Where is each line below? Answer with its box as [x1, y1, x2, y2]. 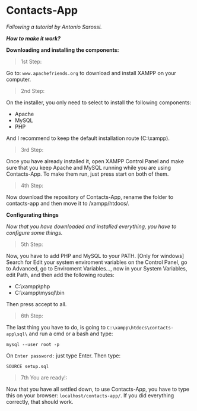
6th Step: [20, 312, 43, 319]
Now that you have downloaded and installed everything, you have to [6, 223, 177, 230]
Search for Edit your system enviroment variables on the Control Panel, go [6, 259, 188, 266]
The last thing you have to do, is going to [6, 323, 106, 331]
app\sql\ [6, 331, 28, 337]
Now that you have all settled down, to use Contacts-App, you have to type [6, 385, 190, 393]
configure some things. [6, 229, 63, 236]
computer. [6, 76, 31, 83]
